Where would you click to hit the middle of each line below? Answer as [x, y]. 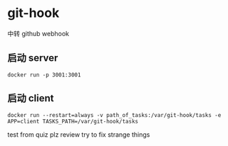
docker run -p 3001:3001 [44, 75]
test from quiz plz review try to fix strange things [79, 134]
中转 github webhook [38, 33]
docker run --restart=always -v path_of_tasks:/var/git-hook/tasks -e [114, 115]
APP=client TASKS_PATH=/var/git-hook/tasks [73, 121]
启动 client [31, 98]
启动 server [33, 58]
